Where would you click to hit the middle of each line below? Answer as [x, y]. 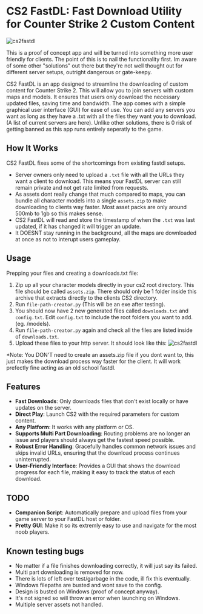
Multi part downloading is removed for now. [69, 572]
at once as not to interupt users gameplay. [68, 239]
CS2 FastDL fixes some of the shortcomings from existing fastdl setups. [96, 163]
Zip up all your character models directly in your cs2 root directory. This [105, 285]
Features [23, 386]
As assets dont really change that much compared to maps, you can [100, 194]
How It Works [32, 148]
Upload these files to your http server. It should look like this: [91, 343]
